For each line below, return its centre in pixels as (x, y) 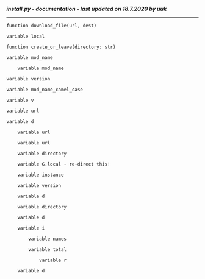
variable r (53, 260)
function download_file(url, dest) (52, 26)
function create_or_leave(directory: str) (61, 47)
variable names (48, 239)
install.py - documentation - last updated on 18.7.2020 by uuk (87, 9)
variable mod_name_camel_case (45, 90)
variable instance (41, 175)
